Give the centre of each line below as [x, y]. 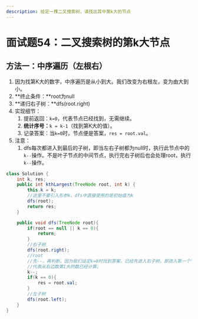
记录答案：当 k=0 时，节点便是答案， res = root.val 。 [87, 133]
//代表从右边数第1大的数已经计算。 [64, 267]
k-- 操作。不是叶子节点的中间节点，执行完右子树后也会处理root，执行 [107, 155]
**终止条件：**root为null [44, 96]
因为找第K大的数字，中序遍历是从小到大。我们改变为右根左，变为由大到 [102, 81]
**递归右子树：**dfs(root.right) [52, 103]
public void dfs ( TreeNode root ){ [58, 223]
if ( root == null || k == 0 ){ [63, 228]
